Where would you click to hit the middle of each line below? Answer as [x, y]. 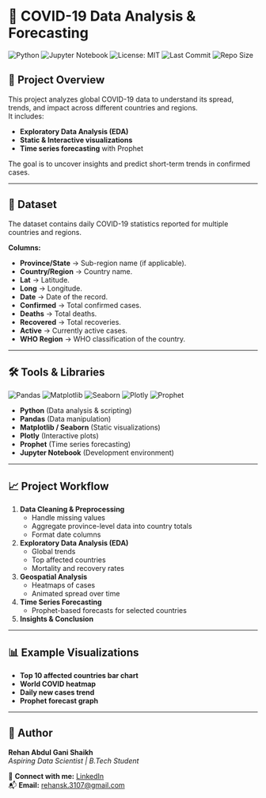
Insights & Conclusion [56, 619]
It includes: [26, 116]
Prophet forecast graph [59, 701]
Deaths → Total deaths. [58, 314]
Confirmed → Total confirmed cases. [80, 305]
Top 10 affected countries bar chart [79, 675]
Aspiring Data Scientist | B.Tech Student [74, 761]
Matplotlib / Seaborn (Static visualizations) [90, 427]
